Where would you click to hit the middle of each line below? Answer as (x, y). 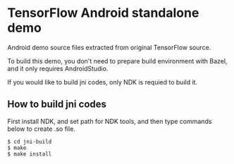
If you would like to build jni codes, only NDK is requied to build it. (103, 82)
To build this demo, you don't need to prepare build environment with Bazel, (117, 61)
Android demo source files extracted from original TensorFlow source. (109, 47)
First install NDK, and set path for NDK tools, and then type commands (110, 121)
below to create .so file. (42, 129)
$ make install (30, 154)
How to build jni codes (57, 105)
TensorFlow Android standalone (103, 13)
